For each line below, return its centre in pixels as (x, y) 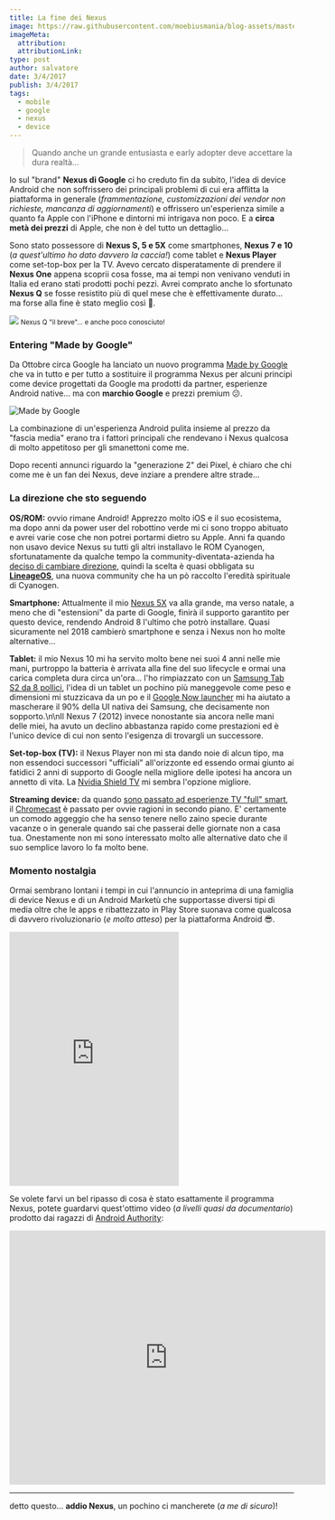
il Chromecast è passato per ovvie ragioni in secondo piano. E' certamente (148, 809)
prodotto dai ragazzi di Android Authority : (87, 1217)
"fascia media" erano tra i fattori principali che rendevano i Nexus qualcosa (149, 438)
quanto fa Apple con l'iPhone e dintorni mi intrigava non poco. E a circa (142, 218)
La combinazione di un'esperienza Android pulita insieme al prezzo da (140, 428)
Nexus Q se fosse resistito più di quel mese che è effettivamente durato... (146, 293)
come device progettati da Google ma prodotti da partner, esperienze (139, 384)
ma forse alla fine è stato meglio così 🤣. (83, 303)
